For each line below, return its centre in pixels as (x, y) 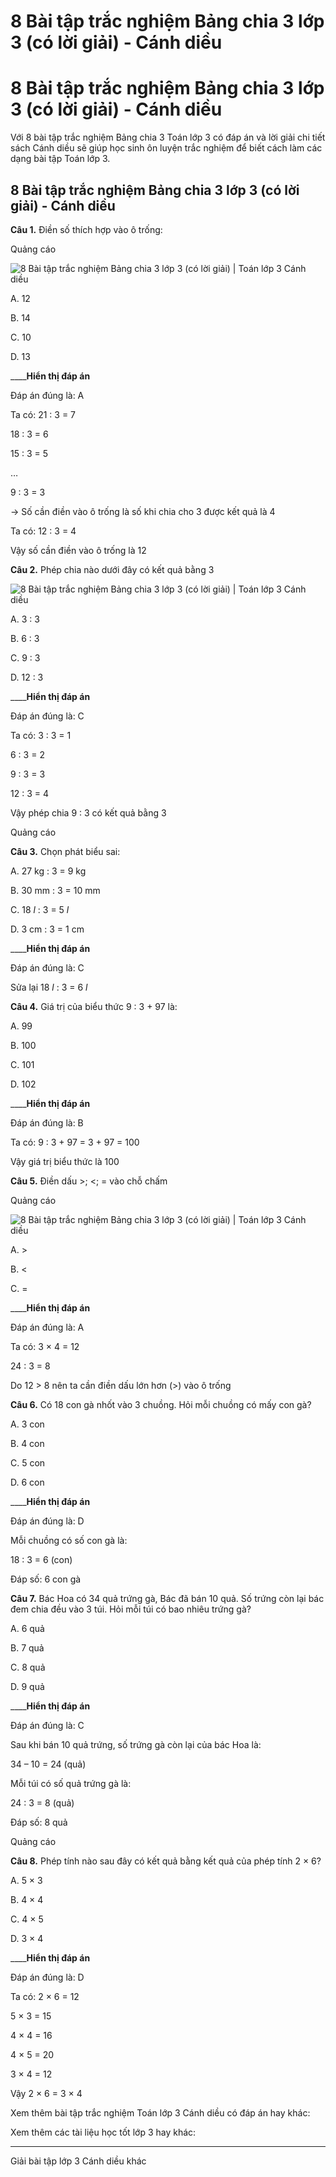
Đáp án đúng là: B (47, 1122)
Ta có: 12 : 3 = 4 (43, 531)
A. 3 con (27, 1424)
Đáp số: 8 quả (39, 1822)
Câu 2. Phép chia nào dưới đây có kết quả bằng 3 (112, 569)
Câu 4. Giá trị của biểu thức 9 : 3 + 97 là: (94, 1006)
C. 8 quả (28, 1667)
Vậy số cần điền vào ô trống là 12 (78, 550)
